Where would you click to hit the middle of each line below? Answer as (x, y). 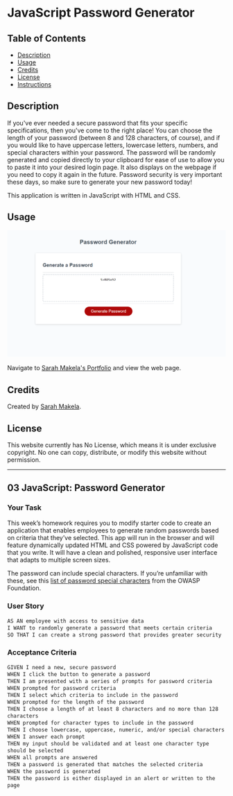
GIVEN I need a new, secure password (62, 668)
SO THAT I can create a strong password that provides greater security (114, 635)
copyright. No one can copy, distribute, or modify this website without (107, 453)
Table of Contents (47, 38)
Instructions (34, 84)
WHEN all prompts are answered (52, 758)
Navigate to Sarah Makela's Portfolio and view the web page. (94, 368)
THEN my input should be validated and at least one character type (108, 744)
